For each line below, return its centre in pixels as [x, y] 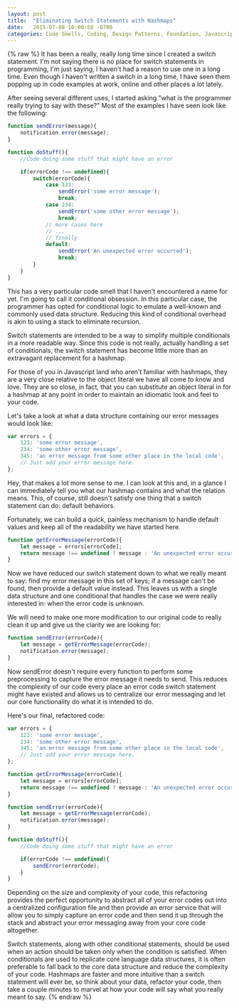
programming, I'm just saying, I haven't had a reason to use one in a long [114, 69]
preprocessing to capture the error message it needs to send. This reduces [117, 679]
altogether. [23, 930]
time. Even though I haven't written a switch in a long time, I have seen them [119, 77]
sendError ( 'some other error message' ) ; [119, 211]
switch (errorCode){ [62, 179]
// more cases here [74, 225]
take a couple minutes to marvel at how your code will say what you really [116, 990]
